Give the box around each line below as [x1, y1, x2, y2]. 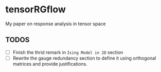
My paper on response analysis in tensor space [5, 21, 106, 27]
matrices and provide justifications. [12, 61, 87, 67]
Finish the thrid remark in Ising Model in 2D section [12, 49, 123, 55]
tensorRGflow [5, 4, 66, 15]
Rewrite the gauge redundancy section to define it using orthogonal [12, 55, 156, 61]
